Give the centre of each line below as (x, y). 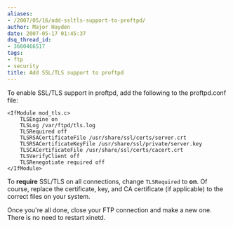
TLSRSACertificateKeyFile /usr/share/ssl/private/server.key (111, 144)
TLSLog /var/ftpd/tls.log (58, 125)
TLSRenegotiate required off (62, 162)
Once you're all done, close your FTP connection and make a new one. (109, 210)
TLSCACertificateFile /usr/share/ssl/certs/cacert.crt (102, 150)
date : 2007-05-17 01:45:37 (47, 33)
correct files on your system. (49, 196)
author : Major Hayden (39, 27)
